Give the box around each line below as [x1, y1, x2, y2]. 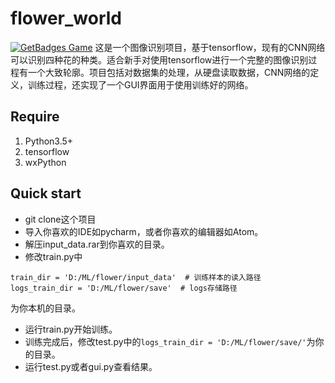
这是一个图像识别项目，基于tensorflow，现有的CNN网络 [94, 41, 326, 53]
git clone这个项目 [24, 213, 97, 225]
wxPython [24, 156, 67, 168]
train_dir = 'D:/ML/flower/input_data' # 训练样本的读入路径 [10, 272, 262, 282]
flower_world [10, 7, 123, 30]
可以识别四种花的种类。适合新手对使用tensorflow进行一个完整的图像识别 [10, 53, 309, 66]
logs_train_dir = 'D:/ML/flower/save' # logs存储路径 [10, 283, 238, 293]
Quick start [10, 185, 82, 202]
